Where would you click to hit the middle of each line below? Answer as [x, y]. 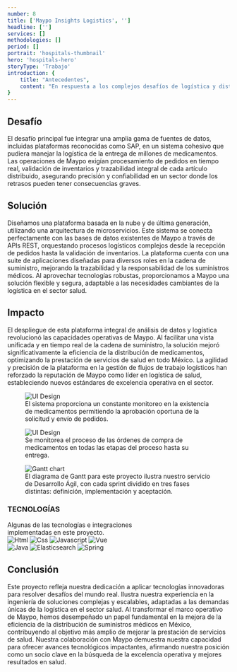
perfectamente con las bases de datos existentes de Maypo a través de [111, 238]
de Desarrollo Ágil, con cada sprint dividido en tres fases [108, 483]
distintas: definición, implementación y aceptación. [99, 491]
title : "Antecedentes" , [55, 80]
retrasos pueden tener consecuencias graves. [74, 183]
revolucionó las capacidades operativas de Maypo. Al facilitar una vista [111, 337]
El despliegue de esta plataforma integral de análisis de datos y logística [112, 330]
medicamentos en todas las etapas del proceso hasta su [107, 447]
